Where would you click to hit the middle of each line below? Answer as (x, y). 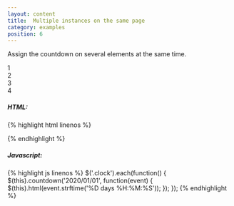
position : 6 (25, 34)
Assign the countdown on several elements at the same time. (97, 54)
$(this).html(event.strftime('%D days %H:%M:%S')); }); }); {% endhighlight (117, 188)
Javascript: (25, 155)
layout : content (31, 14)
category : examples (36, 27)
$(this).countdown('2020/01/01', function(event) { (80, 181)
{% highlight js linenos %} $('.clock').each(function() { (87, 173)
